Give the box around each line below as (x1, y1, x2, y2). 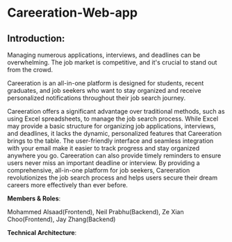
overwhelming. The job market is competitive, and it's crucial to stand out (7, 58, 217, 67)
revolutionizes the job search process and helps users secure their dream (7, 173, 217, 182)
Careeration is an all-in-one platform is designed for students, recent (7, 79, 204, 87)
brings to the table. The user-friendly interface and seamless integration (7, 137, 214, 145)
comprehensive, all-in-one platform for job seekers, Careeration (7, 166, 190, 174)
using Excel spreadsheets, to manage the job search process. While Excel (7, 114, 219, 123)
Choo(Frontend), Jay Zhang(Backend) (7, 215, 116, 223)
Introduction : (7, 33, 65, 44)
